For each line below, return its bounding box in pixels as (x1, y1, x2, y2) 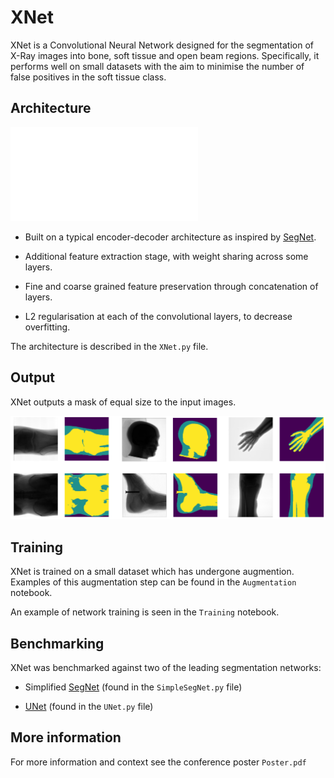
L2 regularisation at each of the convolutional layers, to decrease (24, 310, 293, 322)
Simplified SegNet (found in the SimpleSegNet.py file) (24, 681, 243, 693)
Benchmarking (10, 635, 105, 652)
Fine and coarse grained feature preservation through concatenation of (24, 280, 319, 292)
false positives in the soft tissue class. (10, 71, 167, 83)
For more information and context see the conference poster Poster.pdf (10, 756, 307, 768)
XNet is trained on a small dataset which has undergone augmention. (10, 566, 295, 578)
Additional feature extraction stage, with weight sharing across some (24, 250, 309, 262)
